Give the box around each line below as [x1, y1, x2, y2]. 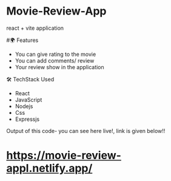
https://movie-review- [6, 149, 121, 162]
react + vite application [6, 24, 64, 32]
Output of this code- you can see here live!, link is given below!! [6, 127, 166, 134]
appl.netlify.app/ [6, 162, 93, 176]
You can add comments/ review [15, 56, 95, 64]
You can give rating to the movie [15, 50, 96, 58]
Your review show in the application [15, 63, 104, 70]
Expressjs [15, 115, 40, 123]
